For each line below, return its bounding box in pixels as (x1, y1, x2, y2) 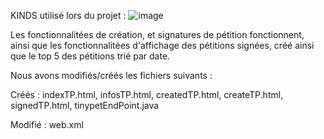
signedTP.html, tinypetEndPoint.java (10, 100, 160, 111)
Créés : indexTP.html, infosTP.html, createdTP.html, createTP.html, (10, 89, 284, 100)
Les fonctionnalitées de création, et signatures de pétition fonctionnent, (10, 29, 305, 40)
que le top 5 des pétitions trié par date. (10, 50, 171, 62)
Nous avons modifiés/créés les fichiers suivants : (10, 70, 213, 81)
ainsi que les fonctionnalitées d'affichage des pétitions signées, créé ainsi (10, 40, 315, 51)
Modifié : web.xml (10, 119, 84, 130)
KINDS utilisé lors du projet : (10, 10, 127, 21)
